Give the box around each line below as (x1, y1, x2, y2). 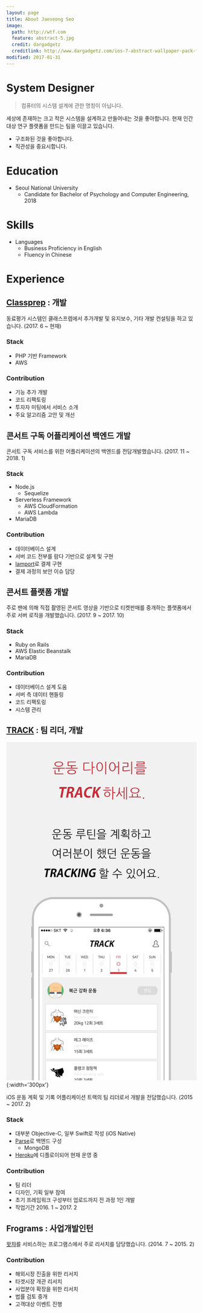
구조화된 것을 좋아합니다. (14, 135, 74, 142)
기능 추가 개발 (14, 388, 48, 396)
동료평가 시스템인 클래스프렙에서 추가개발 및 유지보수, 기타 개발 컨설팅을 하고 (6, 315, 187, 322)
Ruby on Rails (14, 641, 50, 648)
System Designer (6, 81, 95, 95)
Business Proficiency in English (24, 245, 102, 252)
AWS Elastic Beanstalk (14, 647, 71, 655)
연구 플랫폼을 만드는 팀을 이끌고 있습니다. (17, 122, 115, 129)
